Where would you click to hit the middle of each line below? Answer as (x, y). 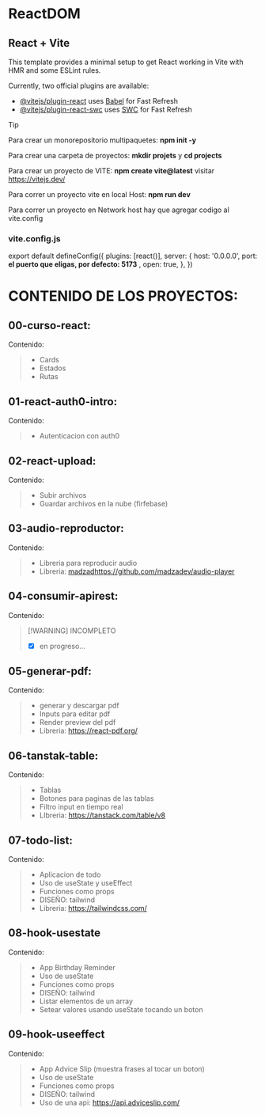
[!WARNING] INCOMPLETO (72, 631)
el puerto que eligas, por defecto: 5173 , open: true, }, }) (100, 264)
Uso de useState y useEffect (86, 883)
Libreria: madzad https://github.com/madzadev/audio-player (137, 571)
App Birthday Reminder (78, 967)
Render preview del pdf (78, 722)
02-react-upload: (52, 461)
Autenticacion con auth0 (79, 436)
